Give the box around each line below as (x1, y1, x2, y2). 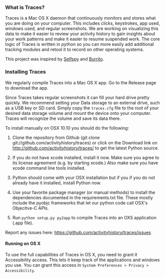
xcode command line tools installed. (12, 165, 85, 171)
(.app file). (12, 220, 34, 226)
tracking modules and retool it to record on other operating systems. (5, 46, 144, 53)
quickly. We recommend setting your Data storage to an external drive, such (5, 100, 160, 105)
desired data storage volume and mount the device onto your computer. (5, 110, 152, 116)
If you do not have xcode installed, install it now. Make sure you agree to (12, 154, 160, 160)
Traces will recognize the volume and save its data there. (5, 115, 121, 121)
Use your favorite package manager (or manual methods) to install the (12, 189, 156, 195)
